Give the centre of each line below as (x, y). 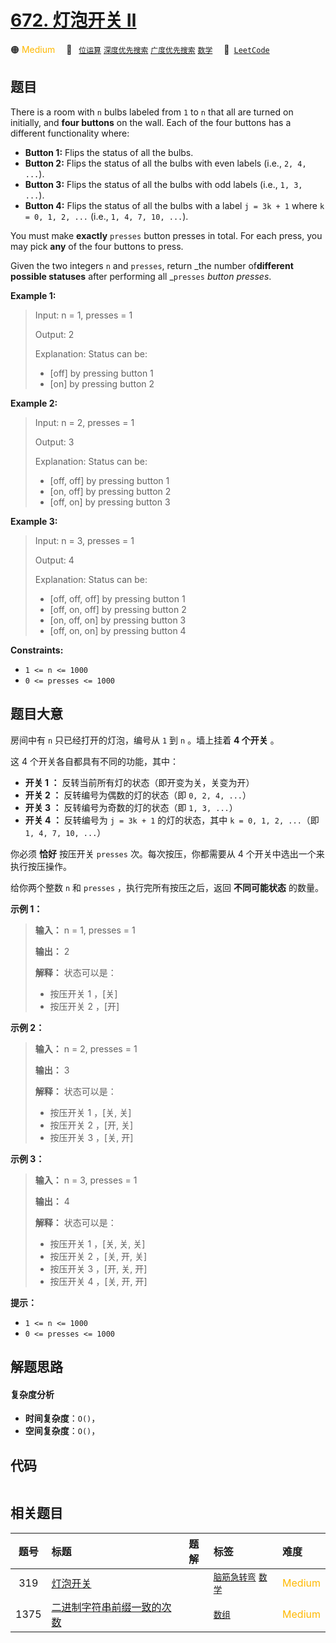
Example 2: (34, 403)
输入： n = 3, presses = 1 (86, 1180)
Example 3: (34, 521)
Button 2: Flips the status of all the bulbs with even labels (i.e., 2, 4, (165, 163)
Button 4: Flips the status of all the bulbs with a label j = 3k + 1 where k (174, 205)
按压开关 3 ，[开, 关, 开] (98, 1268)
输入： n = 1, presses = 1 (85, 930)
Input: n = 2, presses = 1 (84, 422)
